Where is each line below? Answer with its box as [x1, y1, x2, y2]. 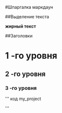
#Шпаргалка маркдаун [5, 4, 53, 10]
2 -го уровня [5, 70, 46, 78]
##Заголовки [5, 33, 33, 38]
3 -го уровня [5, 84, 37, 91]
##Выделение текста [5, 14, 49, 19]
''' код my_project [5, 96, 41, 102]
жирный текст [5, 23, 36, 29]
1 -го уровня [5, 50, 58, 61]
